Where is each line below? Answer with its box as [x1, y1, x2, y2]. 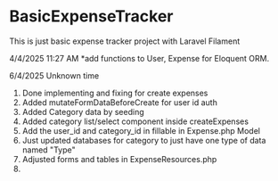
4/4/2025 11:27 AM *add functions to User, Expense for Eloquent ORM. [9, 53, 270, 63]
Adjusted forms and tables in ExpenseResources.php [21, 153, 217, 164]
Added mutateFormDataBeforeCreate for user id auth [21, 96, 218, 108]
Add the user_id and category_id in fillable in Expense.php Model [21, 125, 261, 136]
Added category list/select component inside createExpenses [21, 116, 249, 127]
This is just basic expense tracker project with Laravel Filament [9, 36, 241, 46]
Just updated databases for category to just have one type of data [21, 135, 266, 145]
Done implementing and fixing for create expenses [21, 87, 208, 98]
